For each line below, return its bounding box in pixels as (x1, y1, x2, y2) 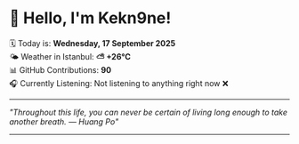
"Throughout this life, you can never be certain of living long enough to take (9, 107, 287, 117)
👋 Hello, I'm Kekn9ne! (9, 8, 172, 28)
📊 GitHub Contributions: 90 (9, 64, 112, 75)
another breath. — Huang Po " (9, 116, 119, 127)
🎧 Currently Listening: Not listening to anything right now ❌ (9, 77, 229, 88)
